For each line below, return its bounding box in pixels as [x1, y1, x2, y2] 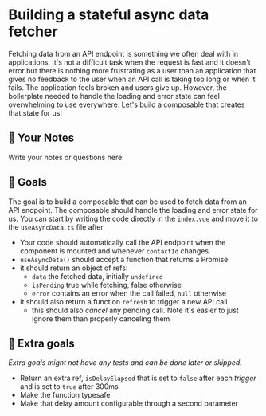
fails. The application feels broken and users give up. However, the [8, 82, 227, 92]
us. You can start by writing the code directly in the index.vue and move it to [8, 214, 259, 223]
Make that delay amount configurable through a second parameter [19, 398, 239, 408]
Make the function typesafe [19, 390, 111, 400]
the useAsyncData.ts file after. [8, 222, 105, 232]
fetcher [8, 22, 58, 41]
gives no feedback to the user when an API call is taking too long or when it [8, 74, 256, 84]
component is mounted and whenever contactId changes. [19, 245, 211, 256]
